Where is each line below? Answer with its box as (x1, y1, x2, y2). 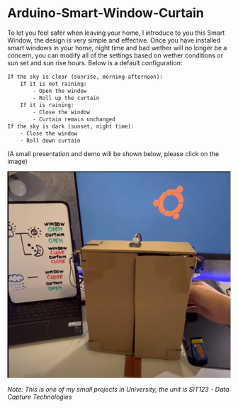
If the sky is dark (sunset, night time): (7, 123, 135, 130)
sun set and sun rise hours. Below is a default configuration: (7, 58, 183, 67)
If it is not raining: (20, 80, 87, 87)
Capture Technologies (7, 392, 72, 401)
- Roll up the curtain (33, 94, 100, 101)
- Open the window (33, 87, 87, 94)
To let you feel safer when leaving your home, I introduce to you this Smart (7, 28, 225, 37)
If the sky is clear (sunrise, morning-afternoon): (7, 73, 163, 80)
